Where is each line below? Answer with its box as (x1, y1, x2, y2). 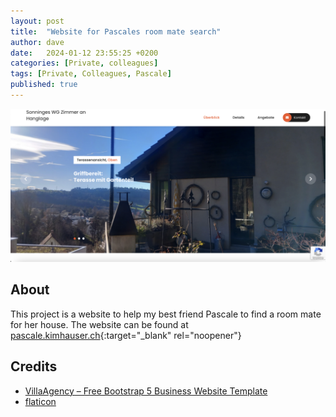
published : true (10, 80, 78, 90)
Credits (10, 358, 58, 375)
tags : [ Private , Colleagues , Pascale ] (10, 69, 172, 79)
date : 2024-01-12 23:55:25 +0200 (10, 48, 159, 58)
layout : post (10, 16, 65, 26)
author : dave (10, 37, 65, 47)
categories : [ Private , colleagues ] (10, 58, 159, 69)
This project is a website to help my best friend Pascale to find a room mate (10, 308, 322, 320)
